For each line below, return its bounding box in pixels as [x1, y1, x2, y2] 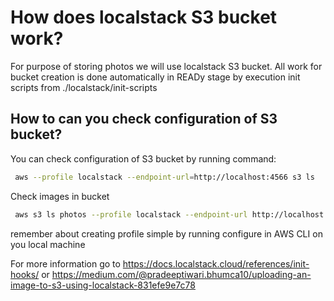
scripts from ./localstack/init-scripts [10, 81, 158, 93]
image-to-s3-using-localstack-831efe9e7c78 [10, 279, 196, 291]
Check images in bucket [10, 190, 110, 202]
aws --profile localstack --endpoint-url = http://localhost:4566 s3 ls [14, 172, 315, 182]
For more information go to [10, 257, 121, 270]
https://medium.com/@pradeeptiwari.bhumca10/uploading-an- [51, 268, 312, 280]
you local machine [10, 238, 86, 250]
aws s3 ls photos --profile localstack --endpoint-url [14, 209, 248, 220]
